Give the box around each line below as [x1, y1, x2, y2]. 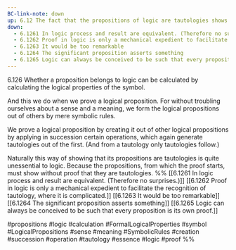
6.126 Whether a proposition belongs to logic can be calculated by [7, 75, 199, 84]
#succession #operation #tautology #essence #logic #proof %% [7, 235, 195, 243]
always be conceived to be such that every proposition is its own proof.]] [7, 206, 218, 215]
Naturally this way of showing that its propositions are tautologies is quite [7, 154, 220, 162]
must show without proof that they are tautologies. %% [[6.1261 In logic [7, 168, 214, 177]
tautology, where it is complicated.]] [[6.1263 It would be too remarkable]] [7, 191, 220, 199]
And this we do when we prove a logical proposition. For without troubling [7, 96, 221, 105]
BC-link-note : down [7, 10, 65, 18]
